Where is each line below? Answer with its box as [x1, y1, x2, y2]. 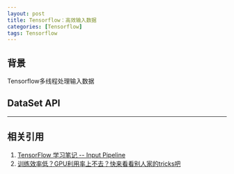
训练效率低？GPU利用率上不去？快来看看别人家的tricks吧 [17, 159, 181, 168]
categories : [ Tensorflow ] [7, 23, 82, 30]
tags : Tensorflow [7, 29, 58, 37]
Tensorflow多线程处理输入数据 [7, 77, 95, 86]
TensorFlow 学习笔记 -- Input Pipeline [17, 150, 126, 159]
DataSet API [7, 97, 61, 109]
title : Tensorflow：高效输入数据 [7, 17, 97, 24]
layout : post [7, 10, 45, 17]
